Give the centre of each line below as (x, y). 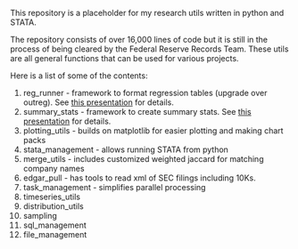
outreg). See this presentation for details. (99, 102)
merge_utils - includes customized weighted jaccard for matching (143, 159)
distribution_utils (53, 206)
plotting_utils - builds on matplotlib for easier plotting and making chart (153, 131)
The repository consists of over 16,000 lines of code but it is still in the (139, 40)
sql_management (55, 225)
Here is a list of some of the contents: (79, 76)
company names (54, 169)
